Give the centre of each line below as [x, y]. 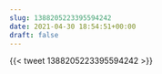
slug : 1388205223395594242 [61, 18]
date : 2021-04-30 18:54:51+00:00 [73, 26]
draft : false [34, 35]
